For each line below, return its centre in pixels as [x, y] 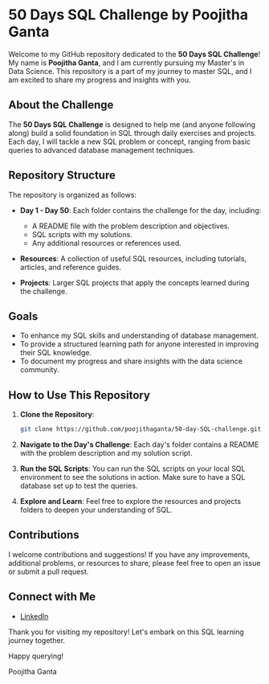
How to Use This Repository [79, 395]
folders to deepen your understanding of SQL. [96, 510]
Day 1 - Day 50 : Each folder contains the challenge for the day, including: [141, 210]
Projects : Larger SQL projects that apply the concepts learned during [134, 282]
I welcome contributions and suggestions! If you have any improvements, [129, 554]
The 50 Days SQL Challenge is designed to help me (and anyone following [132, 124]
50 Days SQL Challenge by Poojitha [128, 15]
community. [39, 370]
